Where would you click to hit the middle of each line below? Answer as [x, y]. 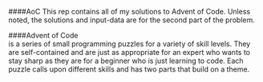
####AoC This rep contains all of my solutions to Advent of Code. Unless [129, 12]
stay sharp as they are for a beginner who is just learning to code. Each [126, 61]
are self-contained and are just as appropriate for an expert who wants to [129, 52]
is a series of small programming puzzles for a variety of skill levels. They [129, 44]
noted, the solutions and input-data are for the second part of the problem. [131, 20]
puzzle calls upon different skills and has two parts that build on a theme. [129, 69]
